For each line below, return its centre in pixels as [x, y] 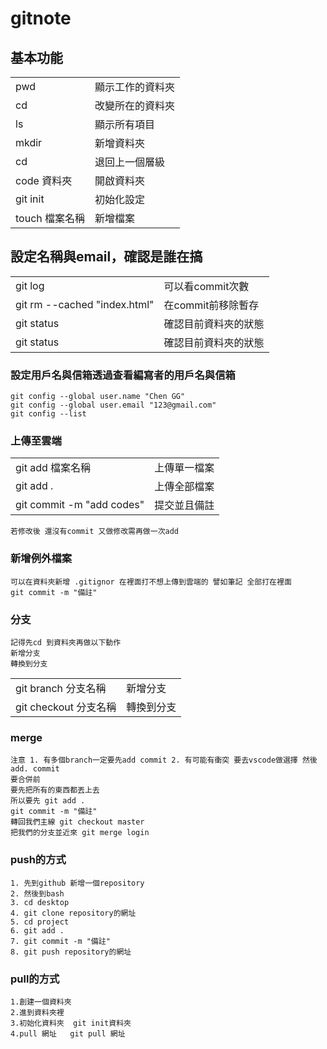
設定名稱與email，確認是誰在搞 [106, 257]
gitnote [41, 18]
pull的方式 [35, 979]
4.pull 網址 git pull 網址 [68, 1033]
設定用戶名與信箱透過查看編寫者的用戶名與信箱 [123, 375]
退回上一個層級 [130, 162]
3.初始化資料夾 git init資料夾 [71, 1023]
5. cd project [40, 922]
